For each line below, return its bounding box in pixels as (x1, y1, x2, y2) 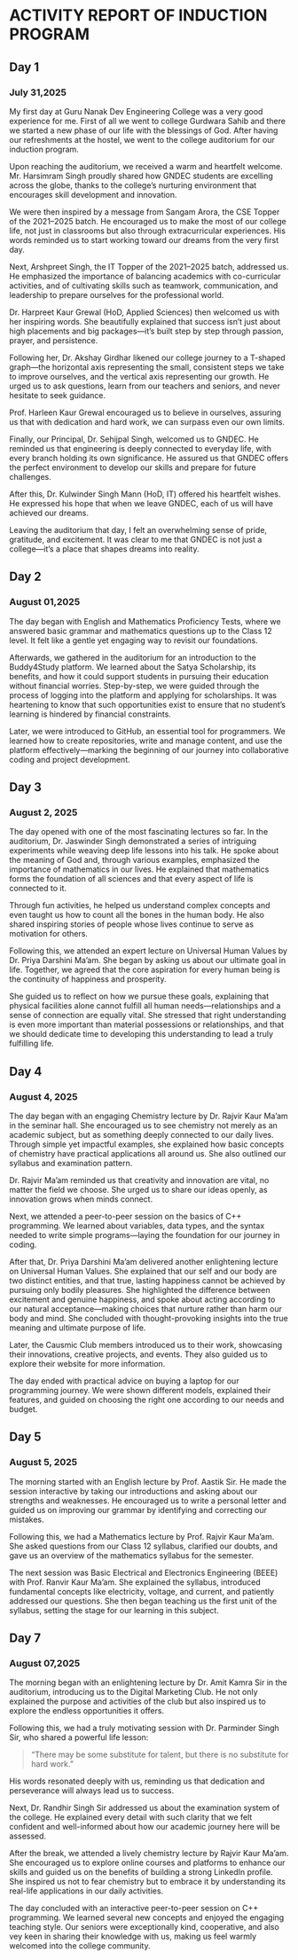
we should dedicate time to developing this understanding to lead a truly (9, 1029, 273, 1039)
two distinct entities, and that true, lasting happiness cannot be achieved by (9, 1274, 286, 1286)
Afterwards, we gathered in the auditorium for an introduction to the (9, 652, 257, 662)
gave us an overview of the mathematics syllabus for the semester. (9, 1549, 255, 1561)
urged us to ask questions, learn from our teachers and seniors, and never (9, 380, 281, 391)
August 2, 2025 (9, 806, 78, 819)
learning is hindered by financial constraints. (9, 709, 171, 719)
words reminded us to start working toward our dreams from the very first (9, 234, 279, 245)
